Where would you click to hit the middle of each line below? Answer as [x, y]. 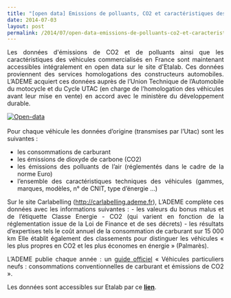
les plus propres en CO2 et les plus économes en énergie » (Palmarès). [108, 246]
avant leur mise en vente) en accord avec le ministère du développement [115, 96]
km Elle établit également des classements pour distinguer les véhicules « [115, 239]
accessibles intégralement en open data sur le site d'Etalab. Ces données [115, 67]
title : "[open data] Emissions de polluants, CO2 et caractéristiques [110, 13]
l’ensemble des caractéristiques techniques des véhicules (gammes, [120, 181]
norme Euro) [35, 174]
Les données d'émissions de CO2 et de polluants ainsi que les [115, 52]
